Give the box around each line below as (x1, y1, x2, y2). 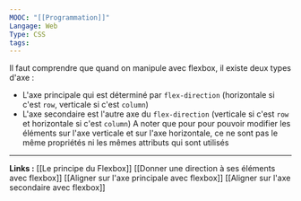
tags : (9, 38, 30, 48)
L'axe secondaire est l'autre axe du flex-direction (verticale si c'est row (21, 109, 289, 119)
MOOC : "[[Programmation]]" (9, 13, 110, 22)
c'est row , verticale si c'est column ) (21, 100, 150, 110)
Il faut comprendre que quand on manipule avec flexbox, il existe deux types (9, 63, 291, 74)
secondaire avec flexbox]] (9, 182, 106, 193)
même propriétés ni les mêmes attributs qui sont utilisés (21, 137, 229, 148)
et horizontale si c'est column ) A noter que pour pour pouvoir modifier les (21, 118, 291, 129)
